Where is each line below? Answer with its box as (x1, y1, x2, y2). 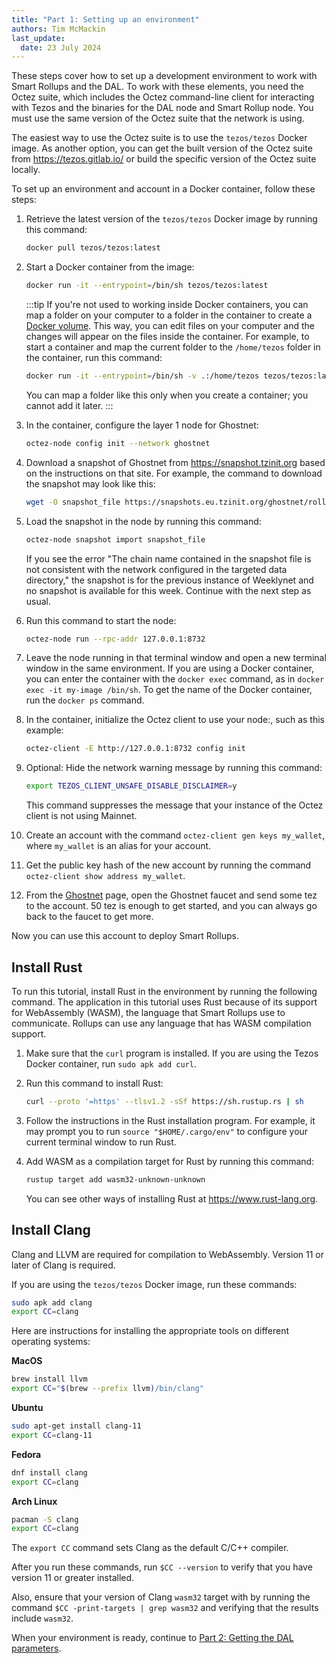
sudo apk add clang (11, 1297, 93, 1308)
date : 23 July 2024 (20, 42, 102, 53)
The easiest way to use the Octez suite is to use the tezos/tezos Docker (11, 132, 308, 144)
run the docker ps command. (25, 694, 145, 706)
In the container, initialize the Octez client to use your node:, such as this (25, 714, 325, 726)
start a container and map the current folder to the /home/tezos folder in (25, 341, 321, 353)
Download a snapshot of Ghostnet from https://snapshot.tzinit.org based (25, 456, 326, 468)
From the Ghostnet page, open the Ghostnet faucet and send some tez (25, 889, 318, 901)
